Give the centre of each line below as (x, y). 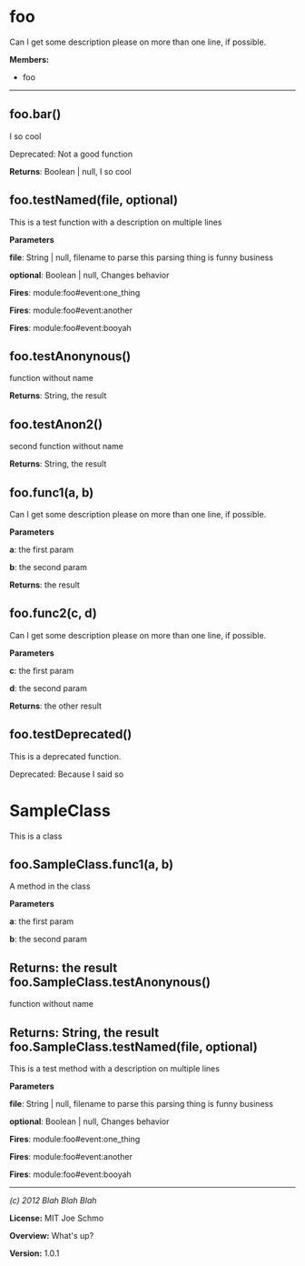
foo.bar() (35, 114)
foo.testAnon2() (56, 424)
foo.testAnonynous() (70, 356)
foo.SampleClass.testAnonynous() (110, 982)
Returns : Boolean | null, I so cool (70, 171)
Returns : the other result (56, 706)
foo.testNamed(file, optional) (94, 201)
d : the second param (49, 688)
